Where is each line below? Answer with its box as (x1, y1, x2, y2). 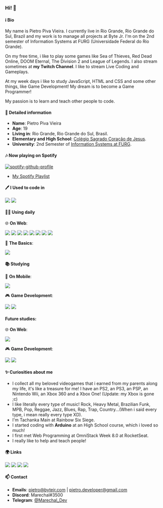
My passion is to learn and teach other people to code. (5, 98, 115, 104)
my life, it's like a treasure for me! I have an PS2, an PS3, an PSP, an (12, 385, 148, 391)
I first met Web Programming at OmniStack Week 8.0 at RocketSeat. (12, 432, 149, 438)
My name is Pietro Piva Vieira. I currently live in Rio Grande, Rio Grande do (5, 28, 155, 34)
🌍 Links (5, 449, 22, 455)
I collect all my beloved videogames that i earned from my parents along (12, 380, 158, 386)
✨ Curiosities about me (5, 369, 53, 375)
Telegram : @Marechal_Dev (12, 497, 67, 503)
